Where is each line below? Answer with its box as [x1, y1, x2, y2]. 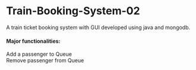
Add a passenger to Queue [6, 50, 72, 58]
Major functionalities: [6, 37, 61, 44]
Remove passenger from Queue [6, 57, 84, 64]
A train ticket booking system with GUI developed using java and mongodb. [6, 24, 191, 31]
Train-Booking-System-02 [6, 4, 141, 18]
